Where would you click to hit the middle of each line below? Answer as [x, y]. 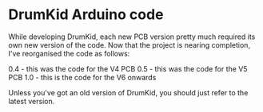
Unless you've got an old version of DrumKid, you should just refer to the [128, 92]
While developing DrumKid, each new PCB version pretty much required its [132, 37]
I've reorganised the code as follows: [69, 53]
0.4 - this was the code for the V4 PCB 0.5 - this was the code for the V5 [128, 68]
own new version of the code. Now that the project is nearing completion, [129, 44]
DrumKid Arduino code [86, 15]
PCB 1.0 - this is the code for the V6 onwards [82, 77]
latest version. [32, 101]
